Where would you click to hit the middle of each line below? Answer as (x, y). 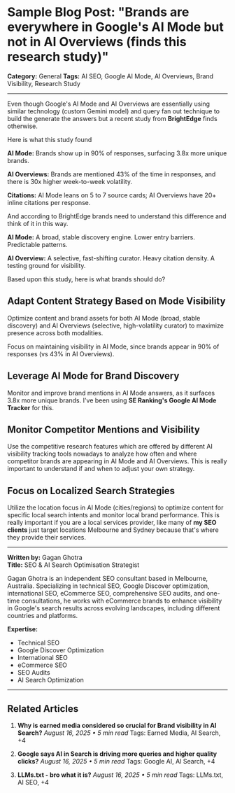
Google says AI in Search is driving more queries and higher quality (117, 754)
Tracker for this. (31, 407)
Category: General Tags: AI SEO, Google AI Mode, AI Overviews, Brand (111, 76)
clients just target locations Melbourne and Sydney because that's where (113, 530)
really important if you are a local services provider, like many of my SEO (112, 523)
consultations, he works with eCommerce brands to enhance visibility (122, 601)
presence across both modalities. (55, 332)
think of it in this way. (38, 223)
